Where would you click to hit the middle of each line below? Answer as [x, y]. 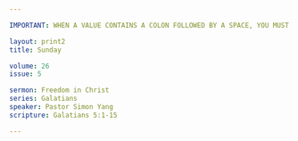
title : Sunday [36, 50]
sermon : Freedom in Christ [59, 90]
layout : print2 [37, 41]
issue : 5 [25, 74]
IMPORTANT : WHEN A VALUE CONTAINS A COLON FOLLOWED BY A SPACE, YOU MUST [149, 25]
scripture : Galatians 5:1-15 [63, 115]
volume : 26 [29, 66]
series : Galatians [43, 99]
